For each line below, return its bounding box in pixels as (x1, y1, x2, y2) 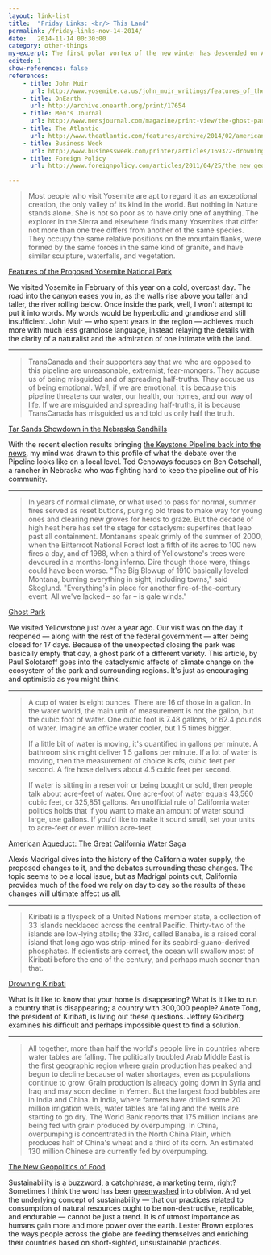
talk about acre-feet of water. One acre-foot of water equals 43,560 (27, 789, 254, 799)
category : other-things (8, 42, 89, 50)
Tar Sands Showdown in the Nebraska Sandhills (8, 425, 168, 434)
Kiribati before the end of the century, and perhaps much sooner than (27, 955, 260, 964)
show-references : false (8, 65, 89, 73)
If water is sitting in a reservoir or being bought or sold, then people (27, 780, 252, 790)
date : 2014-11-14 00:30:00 (8, 34, 106, 43)
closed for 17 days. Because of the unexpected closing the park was (8, 640, 236, 650)
